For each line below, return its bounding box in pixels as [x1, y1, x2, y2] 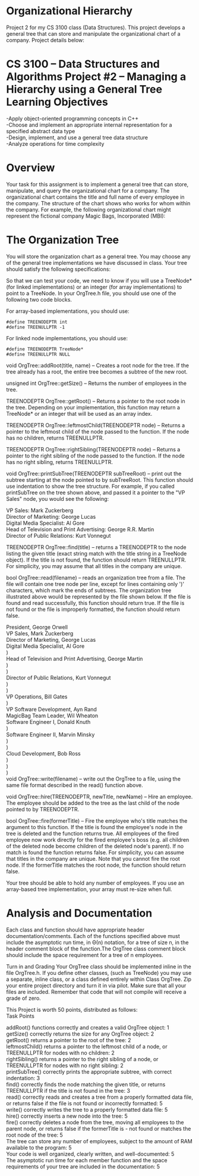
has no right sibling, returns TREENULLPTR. [6, 458, 113, 465]
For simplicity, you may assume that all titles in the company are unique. [6, 562, 182, 569]
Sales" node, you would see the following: [6, 495, 109, 502]
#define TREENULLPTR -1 [6, 324, 65, 330]
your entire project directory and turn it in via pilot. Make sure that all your [6, 981, 187, 989]
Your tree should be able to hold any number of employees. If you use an [6, 879, 185, 886]
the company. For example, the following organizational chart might [6, 206, 171, 213]
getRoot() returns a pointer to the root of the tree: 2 [6, 1036, 132, 1043]
